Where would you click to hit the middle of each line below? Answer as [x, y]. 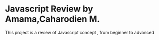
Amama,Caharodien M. [53, 19]
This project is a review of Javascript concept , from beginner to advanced [79, 32]
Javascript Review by [49, 9]
